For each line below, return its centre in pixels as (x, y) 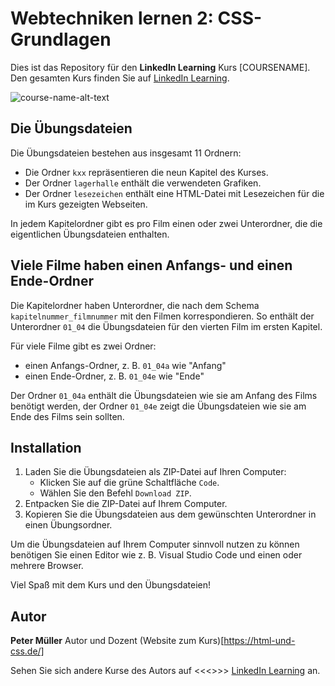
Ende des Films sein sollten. (67, 416)
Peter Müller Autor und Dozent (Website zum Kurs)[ (117, 641)
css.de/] (27, 651)
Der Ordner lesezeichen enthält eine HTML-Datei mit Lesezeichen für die (174, 193)
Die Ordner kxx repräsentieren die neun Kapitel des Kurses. (146, 172)
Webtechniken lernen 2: (112, 18)
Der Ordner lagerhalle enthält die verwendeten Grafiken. (143, 183)
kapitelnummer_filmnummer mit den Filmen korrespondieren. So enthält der (162, 316)
